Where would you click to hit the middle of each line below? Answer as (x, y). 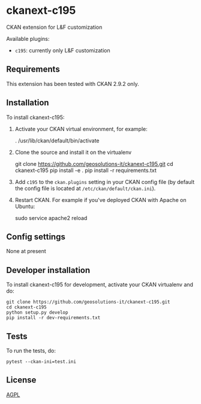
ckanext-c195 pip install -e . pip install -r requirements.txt (86, 170)
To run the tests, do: (31, 350)
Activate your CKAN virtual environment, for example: (81, 129)
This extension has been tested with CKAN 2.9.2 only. (73, 84)
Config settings (36, 237)
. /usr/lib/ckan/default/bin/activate (57, 140)
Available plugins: (28, 38)
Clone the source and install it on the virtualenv (73, 152)
